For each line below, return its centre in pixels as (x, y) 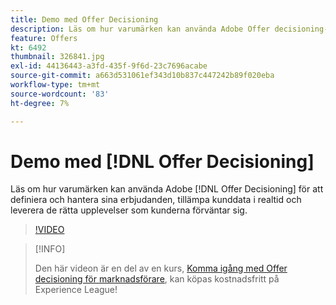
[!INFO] (50, 249)
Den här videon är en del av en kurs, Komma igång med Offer (161, 268)
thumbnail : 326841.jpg (57, 57)
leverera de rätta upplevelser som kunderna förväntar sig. (129, 210)
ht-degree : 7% (40, 103)
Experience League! (76, 290)
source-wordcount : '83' (60, 94)
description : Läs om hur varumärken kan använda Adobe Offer (140, 29)
